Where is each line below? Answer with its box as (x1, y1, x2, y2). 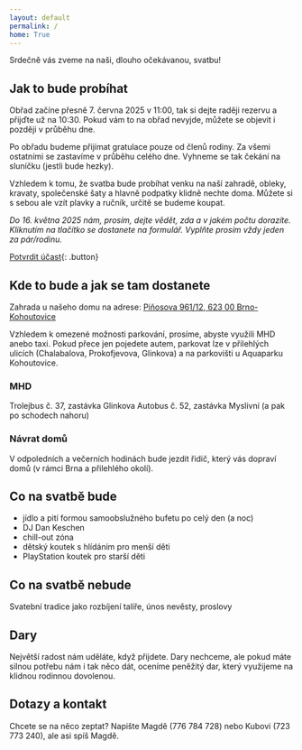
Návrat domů (9, 432, 68, 445)
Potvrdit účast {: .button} (9, 252, 99, 263)
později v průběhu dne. (9, 124, 96, 135)
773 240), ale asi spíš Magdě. (9, 730, 120, 741)
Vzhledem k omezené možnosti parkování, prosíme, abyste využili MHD (9, 329, 276, 339)
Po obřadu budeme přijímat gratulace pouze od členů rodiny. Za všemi (9, 142, 270, 153)
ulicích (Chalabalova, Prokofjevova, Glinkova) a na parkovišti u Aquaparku (9, 348, 284, 358)
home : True (9, 30, 50, 39)
